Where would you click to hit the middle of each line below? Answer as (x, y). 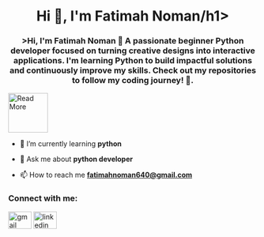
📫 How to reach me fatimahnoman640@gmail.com (106, 175)
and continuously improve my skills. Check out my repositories (133, 70)
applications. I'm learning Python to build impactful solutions (133, 61)
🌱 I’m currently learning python (71, 144)
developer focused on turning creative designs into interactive (133, 51)
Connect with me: (43, 198)
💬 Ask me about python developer (76, 159)
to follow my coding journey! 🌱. (133, 81)
